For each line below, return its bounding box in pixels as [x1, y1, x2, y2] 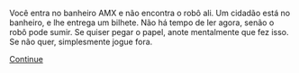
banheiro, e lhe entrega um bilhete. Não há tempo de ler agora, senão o [9, 17, 275, 28]
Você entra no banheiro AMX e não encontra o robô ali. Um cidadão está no [9, 8, 291, 18]
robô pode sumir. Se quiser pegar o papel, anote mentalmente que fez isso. [9, 27, 289, 37]
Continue [9, 54, 43, 64]
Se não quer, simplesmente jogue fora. [9, 36, 153, 47]
